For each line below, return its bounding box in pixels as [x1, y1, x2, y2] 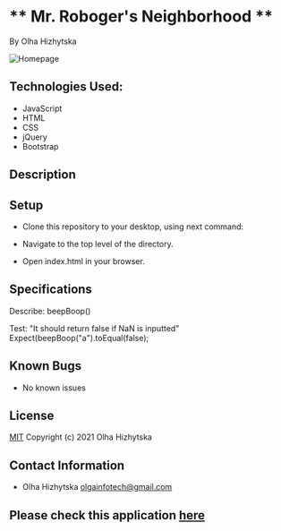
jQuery [21, 132, 47, 142]
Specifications [9, 282, 92, 297]
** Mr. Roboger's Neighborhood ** [9, 6, 273, 27]
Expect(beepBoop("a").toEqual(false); [9, 332, 149, 343]
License [9, 407, 55, 423]
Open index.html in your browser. [21, 255, 145, 266]
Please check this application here [9, 508, 206, 523]
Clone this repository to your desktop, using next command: [21, 221, 244, 232]
